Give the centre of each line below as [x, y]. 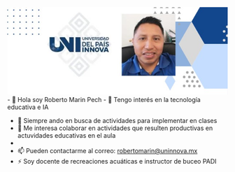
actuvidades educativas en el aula [66, 136]
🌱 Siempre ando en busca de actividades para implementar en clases [117, 121]
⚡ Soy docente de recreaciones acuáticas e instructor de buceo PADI [117, 162]
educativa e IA [28, 107]
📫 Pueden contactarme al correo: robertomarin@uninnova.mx [107, 151]
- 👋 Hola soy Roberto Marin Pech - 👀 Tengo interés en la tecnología [104, 100]
